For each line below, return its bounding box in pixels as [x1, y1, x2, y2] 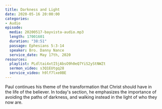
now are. [5, 99, 23, 105]
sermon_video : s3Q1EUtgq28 [9, 66, 64, 71]
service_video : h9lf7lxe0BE [9, 71, 67, 75]
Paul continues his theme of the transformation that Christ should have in [5, 84, 152, 90]
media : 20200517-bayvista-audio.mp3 [9, 30, 84, 35]
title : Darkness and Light [5, 7, 60, 12]
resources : [5, 57, 27, 62]
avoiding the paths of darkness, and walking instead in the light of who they [5, 94, 158, 100]
